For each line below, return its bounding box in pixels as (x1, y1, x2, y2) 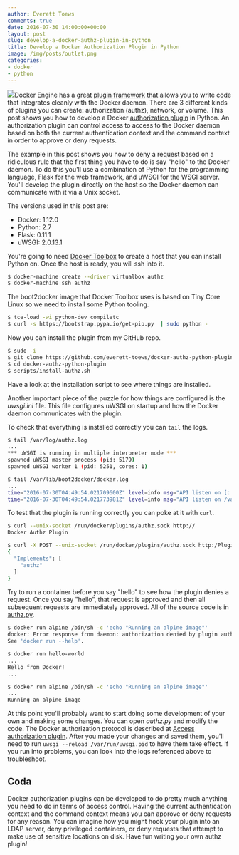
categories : (7, 57, 43, 64)
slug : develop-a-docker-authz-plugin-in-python (7, 37, 152, 44)
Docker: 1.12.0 (17, 215, 59, 224)
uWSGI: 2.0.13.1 (17, 238, 63, 247)
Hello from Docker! (7, 663, 65, 670)
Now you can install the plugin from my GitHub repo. (7, 333, 161, 342)
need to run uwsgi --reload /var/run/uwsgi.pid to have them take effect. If (7, 740, 229, 748)
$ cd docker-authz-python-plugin (7, 361, 107, 368)
